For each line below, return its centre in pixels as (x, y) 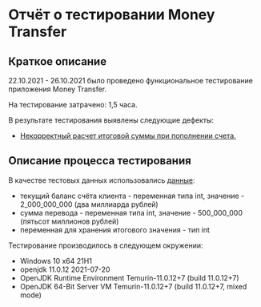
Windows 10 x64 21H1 (56, 261)
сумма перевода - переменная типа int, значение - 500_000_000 (131, 212)
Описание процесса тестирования (100, 161)
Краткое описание (57, 61)
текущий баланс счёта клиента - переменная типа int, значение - (132, 196)
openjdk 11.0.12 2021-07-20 (65, 269)
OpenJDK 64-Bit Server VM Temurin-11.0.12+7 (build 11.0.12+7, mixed (133, 286)
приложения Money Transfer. (58, 89)
